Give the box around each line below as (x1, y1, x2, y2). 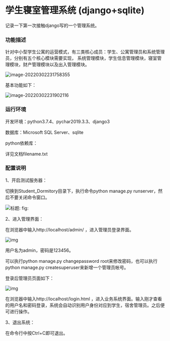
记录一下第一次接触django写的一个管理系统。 (5, 22, 100, 28)
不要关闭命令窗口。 (9, 194, 50, 200)
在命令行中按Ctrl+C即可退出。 (5, 330, 68, 336)
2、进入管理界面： (5, 216, 44, 222)
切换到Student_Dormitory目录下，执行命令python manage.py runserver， (5, 188, 158, 194)
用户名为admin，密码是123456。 (5, 247, 74, 253)
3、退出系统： (5, 319, 35, 325)
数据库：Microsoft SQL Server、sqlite (5, 129, 84, 135)
